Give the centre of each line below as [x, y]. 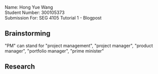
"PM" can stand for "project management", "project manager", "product [79, 45]
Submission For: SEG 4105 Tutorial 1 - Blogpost [53, 18]
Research [20, 67]
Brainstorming [28, 34]
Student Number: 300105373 [35, 12]
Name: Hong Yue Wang [29, 7]
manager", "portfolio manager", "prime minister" [54, 51]
